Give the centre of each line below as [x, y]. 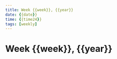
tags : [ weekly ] [21, 24]
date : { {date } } [21, 15]
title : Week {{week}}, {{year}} [39, 10]
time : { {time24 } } [24, 19]
